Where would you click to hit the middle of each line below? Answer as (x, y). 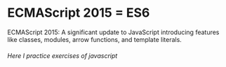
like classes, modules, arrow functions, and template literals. (95, 39)
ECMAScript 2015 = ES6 (79, 13)
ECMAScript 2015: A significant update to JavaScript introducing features (113, 32)
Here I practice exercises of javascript (62, 55)
